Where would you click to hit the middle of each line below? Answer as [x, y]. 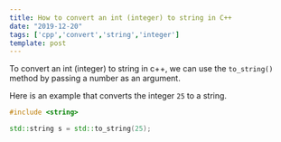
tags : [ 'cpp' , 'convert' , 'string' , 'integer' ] [94, 34]
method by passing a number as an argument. [95, 79]
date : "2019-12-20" [46, 26]
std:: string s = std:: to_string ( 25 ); [80, 129]
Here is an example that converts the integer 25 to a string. [118, 96]
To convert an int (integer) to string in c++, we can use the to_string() [141, 69]
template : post [38, 43]
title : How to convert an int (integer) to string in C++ [121, 18]
